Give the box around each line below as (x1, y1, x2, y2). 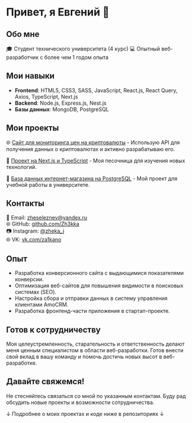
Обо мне (6, 29, 40, 39)
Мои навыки (6, 71, 55, 81)
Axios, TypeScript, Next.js (14, 93, 78, 100)
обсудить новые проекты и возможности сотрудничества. (6, 399, 155, 406)
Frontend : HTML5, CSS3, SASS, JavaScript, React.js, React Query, (14, 86, 178, 94)
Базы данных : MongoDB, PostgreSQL (14, 105, 110, 112)
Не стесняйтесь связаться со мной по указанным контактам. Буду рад (6, 392, 186, 399)
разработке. (6, 359, 37, 366)
